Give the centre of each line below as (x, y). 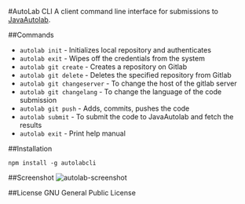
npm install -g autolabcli (52, 163)
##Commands (31, 35)
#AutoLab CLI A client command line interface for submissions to (113, 11)
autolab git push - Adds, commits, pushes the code (104, 108)
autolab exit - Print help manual (72, 133)
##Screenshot (31, 177)
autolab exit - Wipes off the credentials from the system (112, 58)
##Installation (30, 149)
